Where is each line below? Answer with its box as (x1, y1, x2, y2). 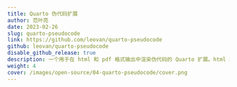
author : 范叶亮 (7, 17, 49, 24)
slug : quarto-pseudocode (7, 29, 80, 37)
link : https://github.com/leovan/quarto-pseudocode (7, 36, 162, 43)
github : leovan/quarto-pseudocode (7, 43, 109, 50)
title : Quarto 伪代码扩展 (7, 10, 78, 18)
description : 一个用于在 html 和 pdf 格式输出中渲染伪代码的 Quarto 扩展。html (7, 56, 226, 63)
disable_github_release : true (7, 50, 97, 57)
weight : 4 (7, 62, 37, 69)
